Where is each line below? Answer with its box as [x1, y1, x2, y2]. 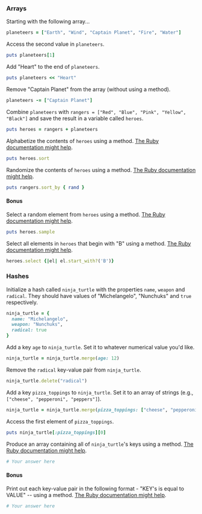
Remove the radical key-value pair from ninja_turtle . [6, 366, 141, 373]
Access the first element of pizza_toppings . [6, 417, 114, 425]
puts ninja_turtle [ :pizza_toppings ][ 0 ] [6, 430, 106, 436]
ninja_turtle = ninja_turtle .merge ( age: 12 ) [6, 355, 120, 361]
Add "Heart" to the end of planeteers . [6, 63, 100, 71]
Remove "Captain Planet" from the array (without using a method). [6, 86, 171, 93]
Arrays [6, 4, 27, 13]
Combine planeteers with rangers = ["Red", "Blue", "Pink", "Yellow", [6, 108, 186, 115]
